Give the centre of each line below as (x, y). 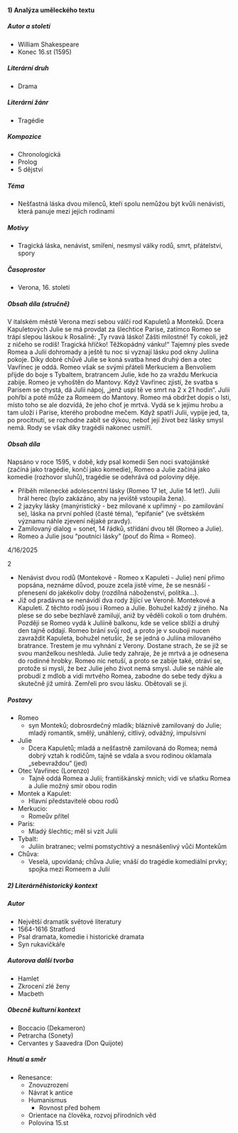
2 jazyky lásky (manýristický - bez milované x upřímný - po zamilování (120, 506)
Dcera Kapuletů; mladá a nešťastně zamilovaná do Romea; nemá (123, 748)
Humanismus (48, 1100)
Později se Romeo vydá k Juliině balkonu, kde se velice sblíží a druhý (119, 623)
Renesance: (35, 1077)
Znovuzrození (48, 1085)
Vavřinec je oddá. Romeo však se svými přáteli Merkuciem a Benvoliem (112, 367)
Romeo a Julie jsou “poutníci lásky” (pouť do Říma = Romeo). (107, 536)
